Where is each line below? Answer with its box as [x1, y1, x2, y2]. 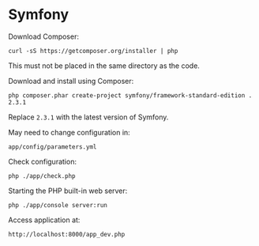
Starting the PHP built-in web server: [8, 186, 128, 195]
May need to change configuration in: [8, 127, 130, 137]
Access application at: [8, 215, 81, 225]
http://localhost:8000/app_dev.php [8, 230, 126, 238]
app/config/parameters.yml [8, 142, 97, 151]
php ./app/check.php [8, 172, 77, 180]
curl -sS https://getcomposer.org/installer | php [8, 47, 178, 55]
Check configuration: [8, 157, 77, 166]
